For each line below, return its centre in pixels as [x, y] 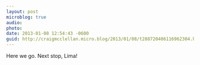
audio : [14, 22]
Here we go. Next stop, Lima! [42, 56]
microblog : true [26, 17]
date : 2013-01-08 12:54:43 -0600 [48, 34]
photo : [14, 28]
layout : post [22, 12]
